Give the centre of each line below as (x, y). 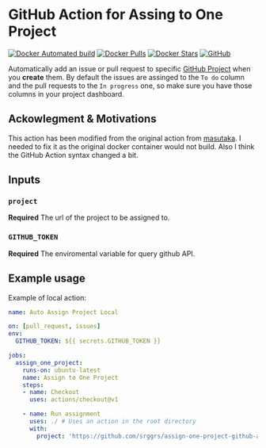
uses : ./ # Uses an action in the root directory (112, 422)
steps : (33, 385)
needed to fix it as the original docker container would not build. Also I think (131, 146)
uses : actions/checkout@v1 (74, 400)
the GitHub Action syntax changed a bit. (73, 155)
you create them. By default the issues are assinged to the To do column (127, 77)
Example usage (47, 279)
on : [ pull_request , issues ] (55, 327)
